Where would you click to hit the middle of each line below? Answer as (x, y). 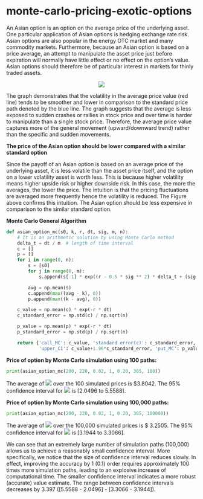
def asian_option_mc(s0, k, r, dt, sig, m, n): (67, 232)
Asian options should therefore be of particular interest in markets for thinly (100, 66)
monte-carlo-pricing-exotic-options (99, 11)
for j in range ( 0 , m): (56, 271)
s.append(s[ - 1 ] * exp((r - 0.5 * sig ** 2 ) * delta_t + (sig (117, 277)
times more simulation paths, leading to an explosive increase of (86, 470)
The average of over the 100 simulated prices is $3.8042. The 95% (93, 383)
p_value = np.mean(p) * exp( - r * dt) (65, 327)
